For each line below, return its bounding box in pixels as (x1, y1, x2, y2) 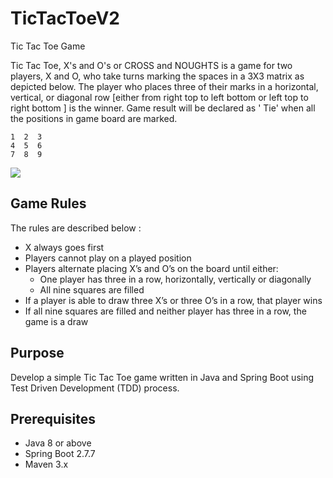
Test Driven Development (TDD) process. (10, 382, 180, 394)
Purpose (10, 345, 65, 362)
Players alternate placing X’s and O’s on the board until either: (24, 262, 279, 274)
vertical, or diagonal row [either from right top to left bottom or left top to (10, 91, 309, 103)
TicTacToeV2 (10, 7, 120, 30)
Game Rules (10, 195, 87, 212)
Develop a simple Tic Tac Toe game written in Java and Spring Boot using (10, 371, 315, 383)
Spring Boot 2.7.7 (24, 448, 96, 460)
